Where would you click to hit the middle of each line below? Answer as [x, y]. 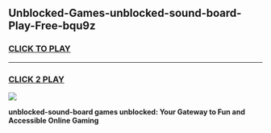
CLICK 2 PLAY [36, 79]
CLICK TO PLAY [40, 49]
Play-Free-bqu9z [52, 26]
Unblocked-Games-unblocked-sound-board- [125, 13]
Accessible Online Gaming [54, 120]
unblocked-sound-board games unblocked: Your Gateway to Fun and [127, 111]
